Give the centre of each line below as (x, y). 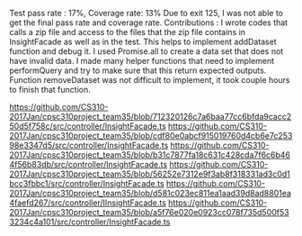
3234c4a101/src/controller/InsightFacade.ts (90, 222)
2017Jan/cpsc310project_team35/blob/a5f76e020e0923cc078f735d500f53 (149, 212)
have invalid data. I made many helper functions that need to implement (142, 61)
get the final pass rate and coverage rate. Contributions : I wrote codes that (149, 23)
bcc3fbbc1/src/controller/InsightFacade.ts (87, 183)
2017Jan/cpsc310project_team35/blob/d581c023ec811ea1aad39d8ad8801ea (151, 193)
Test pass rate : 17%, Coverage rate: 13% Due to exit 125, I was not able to (147, 13)
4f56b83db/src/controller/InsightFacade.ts (89, 164)
